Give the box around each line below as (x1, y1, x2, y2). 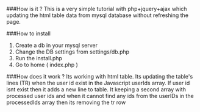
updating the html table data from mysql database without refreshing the (6, 12, 189, 19)
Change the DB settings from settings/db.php (15, 48, 130, 55)
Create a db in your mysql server (15, 42, 98, 49)
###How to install (6, 30, 51, 37)
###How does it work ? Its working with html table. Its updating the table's (6, 73, 193, 80)
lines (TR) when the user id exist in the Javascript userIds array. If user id (6, 79, 190, 86)
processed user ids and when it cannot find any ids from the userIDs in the (6, 93, 194, 99)
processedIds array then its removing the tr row (6, 99, 126, 106)
